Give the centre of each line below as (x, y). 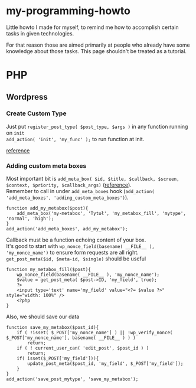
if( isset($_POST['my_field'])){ (58, 358)
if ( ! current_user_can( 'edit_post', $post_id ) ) (83, 348)
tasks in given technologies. (40, 33)
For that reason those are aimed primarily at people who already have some (98, 45)
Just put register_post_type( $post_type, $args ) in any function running (97, 126)
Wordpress (27, 97)
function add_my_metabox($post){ (47, 208)
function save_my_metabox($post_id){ (53, 328)
